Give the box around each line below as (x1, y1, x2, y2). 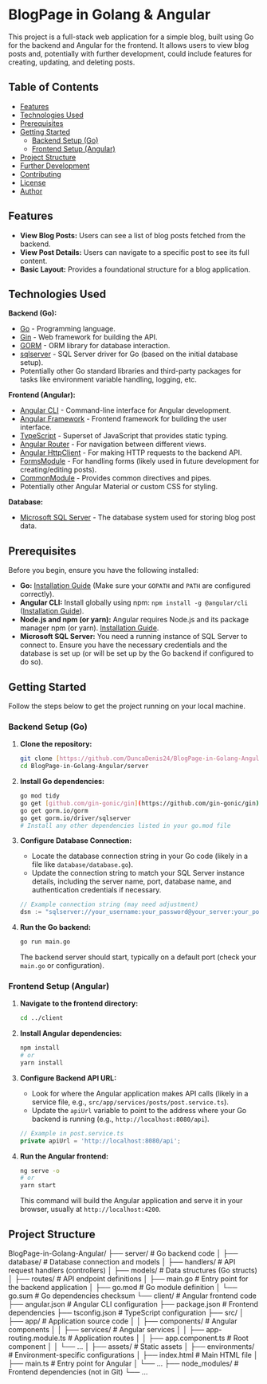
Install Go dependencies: (19, 777, 105, 786)
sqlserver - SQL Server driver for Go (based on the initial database (19, 349, 238, 359)
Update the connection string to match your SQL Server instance (31, 868, 245, 878)
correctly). (19, 590, 54, 599)
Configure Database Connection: (19, 836, 132, 845)
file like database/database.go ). (31, 860, 134, 869)
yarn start (19, 1182, 57, 1190)
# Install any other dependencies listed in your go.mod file (19, 821, 231, 829)
